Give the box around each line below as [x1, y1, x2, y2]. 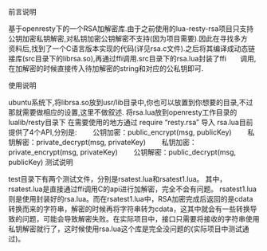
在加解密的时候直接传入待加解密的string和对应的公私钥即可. [8, 64, 204, 73]
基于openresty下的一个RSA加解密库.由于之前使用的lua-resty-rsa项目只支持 [8, 24, 254, 33]
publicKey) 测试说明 [8, 158, 73, 167]
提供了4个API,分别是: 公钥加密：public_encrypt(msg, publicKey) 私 [8, 127, 255, 137]
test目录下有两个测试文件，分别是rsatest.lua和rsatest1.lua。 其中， [8, 175, 227, 183]
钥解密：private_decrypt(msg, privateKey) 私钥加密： [8, 138, 197, 147]
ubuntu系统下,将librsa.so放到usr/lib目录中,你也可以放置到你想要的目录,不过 [8, 98, 253, 107]
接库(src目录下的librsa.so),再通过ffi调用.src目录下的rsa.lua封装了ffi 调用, [8, 54, 257, 63]
